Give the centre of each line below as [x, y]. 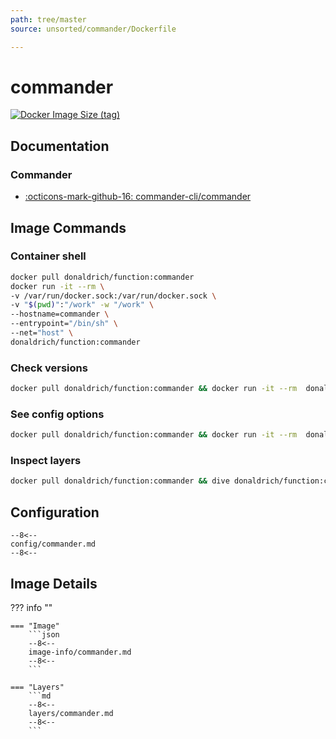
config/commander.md [53, 544]
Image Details [54, 583]
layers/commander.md [71, 713]
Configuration [55, 512]
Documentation [60, 146]
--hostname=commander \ [60, 314]
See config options [57, 414]
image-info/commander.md [80, 652]
